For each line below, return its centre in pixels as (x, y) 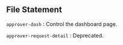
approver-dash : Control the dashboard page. (62, 24)
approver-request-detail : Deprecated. (55, 36)
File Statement (34, 10)
